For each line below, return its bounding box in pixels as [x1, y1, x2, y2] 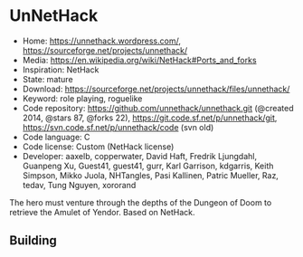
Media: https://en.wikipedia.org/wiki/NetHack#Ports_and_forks [22, 54, 257, 65]
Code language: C [22, 131, 90, 142]
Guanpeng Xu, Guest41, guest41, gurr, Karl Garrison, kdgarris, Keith [22, 160, 274, 171]
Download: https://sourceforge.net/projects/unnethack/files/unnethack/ [22, 83, 290, 94]
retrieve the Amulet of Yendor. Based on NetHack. [9, 206, 196, 217]
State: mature [22, 73, 74, 84]
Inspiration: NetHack [22, 64, 99, 75]
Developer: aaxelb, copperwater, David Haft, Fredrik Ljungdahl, [22, 150, 258, 161]
